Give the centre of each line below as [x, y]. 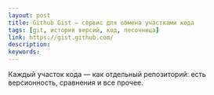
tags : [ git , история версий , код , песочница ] [83, 30]
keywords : [24, 52]
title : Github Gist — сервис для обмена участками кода [101, 23]
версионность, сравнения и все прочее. [76, 82]
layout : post [29, 15]
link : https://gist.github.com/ [61, 37]
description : [29, 45]
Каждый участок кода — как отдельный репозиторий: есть [107, 74]
